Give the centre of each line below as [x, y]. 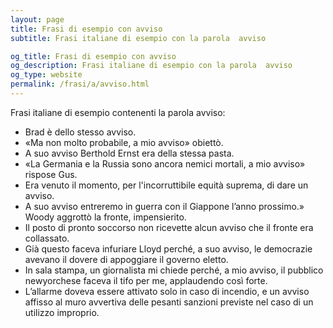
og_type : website [46, 75]
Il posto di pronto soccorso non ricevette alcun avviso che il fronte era [169, 227]
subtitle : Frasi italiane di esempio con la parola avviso [138, 38]
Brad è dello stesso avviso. [80, 132]
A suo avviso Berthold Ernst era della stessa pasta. [129, 153]
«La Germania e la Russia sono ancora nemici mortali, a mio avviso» [165, 163]
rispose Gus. [51, 174]
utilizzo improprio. [62, 312]
